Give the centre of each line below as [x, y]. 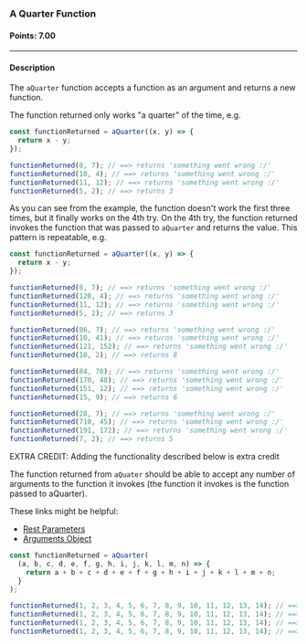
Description [32, 68]
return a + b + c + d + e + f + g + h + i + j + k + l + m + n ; [151, 572]
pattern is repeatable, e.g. [58, 238]
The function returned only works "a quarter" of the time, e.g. [125, 115]
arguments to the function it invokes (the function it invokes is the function [149, 484]
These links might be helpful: [64, 512]
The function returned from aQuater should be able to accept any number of [152, 474]
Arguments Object [57, 539]
